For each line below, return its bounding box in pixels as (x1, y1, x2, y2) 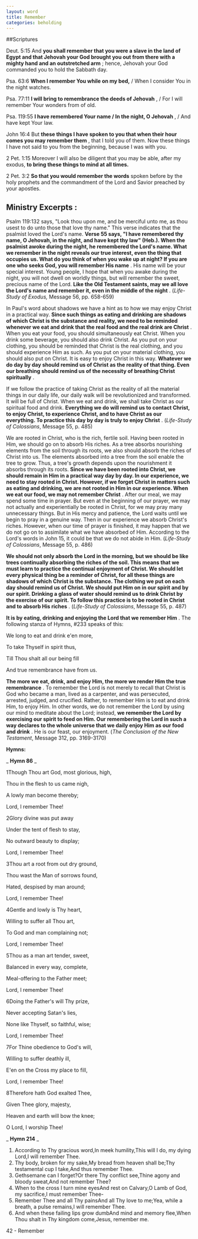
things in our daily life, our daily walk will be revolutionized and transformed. (6, 391, 191, 399)
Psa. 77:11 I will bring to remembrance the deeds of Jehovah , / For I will (6, 95, 183, 102)
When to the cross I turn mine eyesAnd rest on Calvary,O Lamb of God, (14, 1185, 187, 1192)
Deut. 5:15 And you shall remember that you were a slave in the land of (6, 47, 181, 54)
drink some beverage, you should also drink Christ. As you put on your (6, 336, 178, 343)
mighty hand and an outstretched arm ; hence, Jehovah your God (6, 60, 168, 67)
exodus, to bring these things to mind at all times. (6, 161, 129, 168)
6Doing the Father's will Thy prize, (6, 998, 90, 1005)
